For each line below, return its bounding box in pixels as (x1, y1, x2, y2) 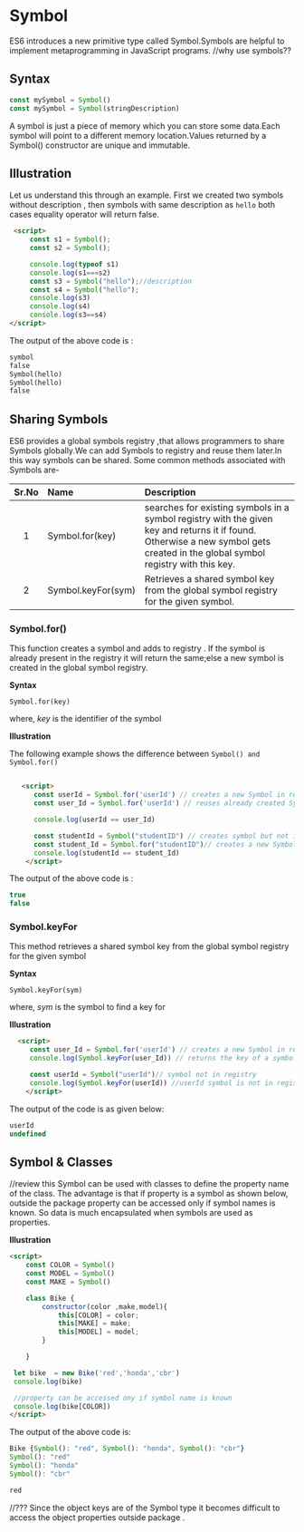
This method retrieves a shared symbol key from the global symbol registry (9, 941, 290, 952)
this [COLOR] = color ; (57, 1311, 140, 1320)
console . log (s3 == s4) (29, 310, 107, 320)
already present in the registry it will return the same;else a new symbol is (9, 653, 285, 664)
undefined (9, 1130, 47, 1139)
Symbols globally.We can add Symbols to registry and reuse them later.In (9, 445, 282, 456)
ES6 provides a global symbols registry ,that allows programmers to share (9, 436, 285, 447)
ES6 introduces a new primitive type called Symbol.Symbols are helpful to (9, 35, 285, 46)
